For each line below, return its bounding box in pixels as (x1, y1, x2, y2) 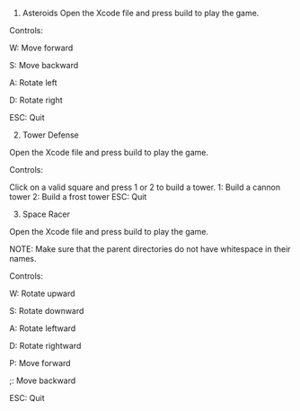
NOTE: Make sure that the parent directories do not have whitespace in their (9, 244, 291, 255)
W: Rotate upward (9, 288, 75, 299)
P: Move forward (9, 358, 71, 368)
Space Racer (22, 209, 70, 219)
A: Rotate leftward (9, 323, 76, 334)
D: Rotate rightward (9, 341, 82, 351)
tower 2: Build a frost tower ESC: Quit (9, 192, 147, 201)
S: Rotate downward (9, 306, 84, 316)
